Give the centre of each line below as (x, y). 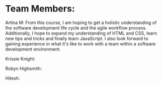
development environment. (33, 49)
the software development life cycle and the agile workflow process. (76, 27)
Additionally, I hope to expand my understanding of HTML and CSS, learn (81, 33)
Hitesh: (13, 78)
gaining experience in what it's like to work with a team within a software (80, 43)
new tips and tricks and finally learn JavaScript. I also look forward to (77, 38)
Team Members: (40, 9)
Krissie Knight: (20, 58)
